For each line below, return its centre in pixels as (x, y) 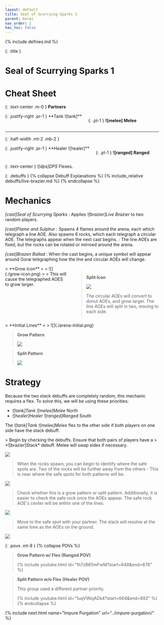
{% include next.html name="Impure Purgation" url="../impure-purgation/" (80, 613)
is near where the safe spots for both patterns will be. (71, 474)
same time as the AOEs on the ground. (56, 527)
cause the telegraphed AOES (34, 279)
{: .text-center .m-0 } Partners (36, 107)
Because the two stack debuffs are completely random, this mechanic (75, 396)
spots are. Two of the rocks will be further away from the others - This (88, 469)
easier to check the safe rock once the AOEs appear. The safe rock (84, 498)
